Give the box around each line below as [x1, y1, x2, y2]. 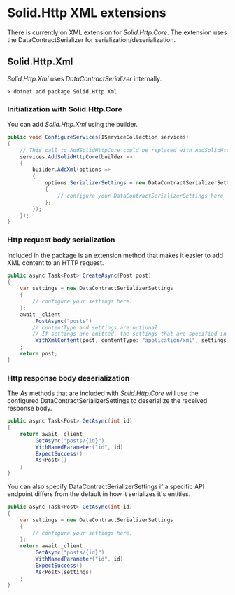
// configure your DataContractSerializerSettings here [57, 192, 224, 199]
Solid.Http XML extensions [7, 5, 166, 21]
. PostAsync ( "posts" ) [32, 317, 92, 324]
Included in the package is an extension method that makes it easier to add [7, 251, 224, 259]
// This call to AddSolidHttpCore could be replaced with [20, 146, 192, 153]
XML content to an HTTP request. [7, 258, 104, 267]
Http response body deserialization [7, 373, 130, 383]
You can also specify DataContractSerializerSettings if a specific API [7, 482, 205, 491]
